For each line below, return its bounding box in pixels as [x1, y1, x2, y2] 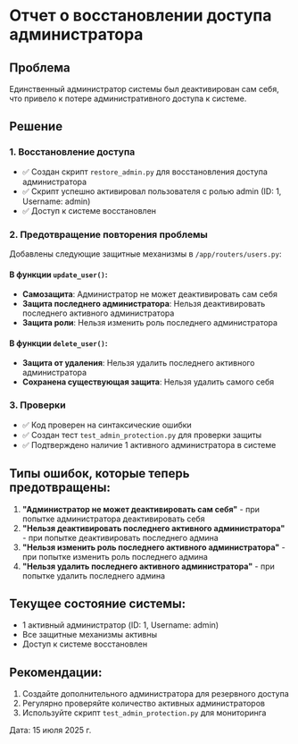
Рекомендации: [9, 664, 103, 680]
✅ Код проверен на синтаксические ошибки [21, 419, 192, 430]
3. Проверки [9, 399, 66, 411]
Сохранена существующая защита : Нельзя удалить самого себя [21, 376, 275, 387]
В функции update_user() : [9, 269, 109, 280]
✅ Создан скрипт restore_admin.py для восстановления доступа [21, 166, 268, 177]
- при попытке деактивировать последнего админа [21, 532, 219, 543]
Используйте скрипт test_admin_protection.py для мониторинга [21, 707, 267, 718]
